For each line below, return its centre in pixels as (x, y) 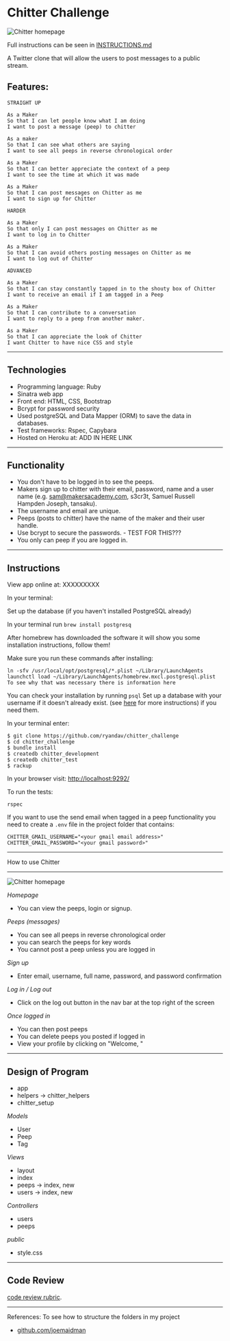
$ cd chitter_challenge (41, 742)
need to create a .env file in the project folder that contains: (91, 824)
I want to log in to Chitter (49, 234)
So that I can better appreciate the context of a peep (88, 169)
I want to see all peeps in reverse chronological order (90, 151)
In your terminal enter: (38, 724)
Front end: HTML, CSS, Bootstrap (64, 401)
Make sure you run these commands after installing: (80, 659)
